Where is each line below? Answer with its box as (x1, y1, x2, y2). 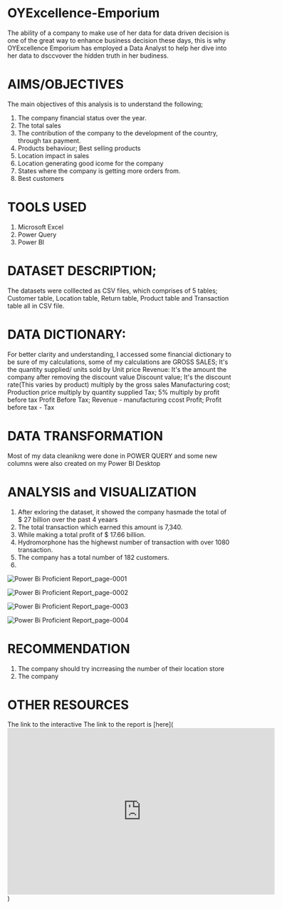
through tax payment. (17, 136, 81, 145)
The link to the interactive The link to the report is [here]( (7, 720, 174, 729)
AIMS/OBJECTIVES (7, 76, 125, 93)
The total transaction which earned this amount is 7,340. (17, 522, 183, 531)
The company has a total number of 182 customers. (17, 553, 169, 561)
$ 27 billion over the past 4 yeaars (17, 515, 118, 524)
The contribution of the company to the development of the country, (17, 128, 219, 137)
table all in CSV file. (7, 301, 65, 310)
